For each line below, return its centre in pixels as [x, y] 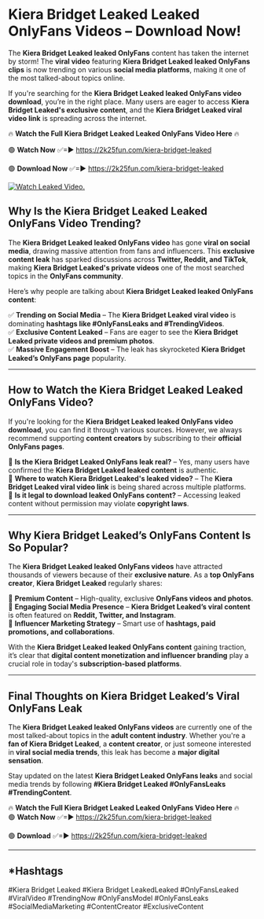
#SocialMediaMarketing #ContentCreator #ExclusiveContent [106, 906]
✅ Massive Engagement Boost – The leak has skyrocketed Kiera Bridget [127, 349]
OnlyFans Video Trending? [75, 224]
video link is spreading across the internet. [78, 118]
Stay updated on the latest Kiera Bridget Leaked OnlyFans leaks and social [130, 776]
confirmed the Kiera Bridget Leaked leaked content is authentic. [113, 470]
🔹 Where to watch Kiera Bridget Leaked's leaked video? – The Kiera [121, 478]
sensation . [26, 761]
